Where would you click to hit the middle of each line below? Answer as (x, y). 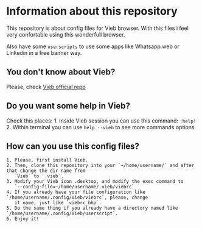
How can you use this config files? (73, 146)
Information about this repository (92, 11)
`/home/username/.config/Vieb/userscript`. (62, 214)
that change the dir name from (46, 171)
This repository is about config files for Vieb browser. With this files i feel (97, 28)
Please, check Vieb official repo (46, 87)
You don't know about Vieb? (61, 72)
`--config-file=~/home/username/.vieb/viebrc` (75, 187)
